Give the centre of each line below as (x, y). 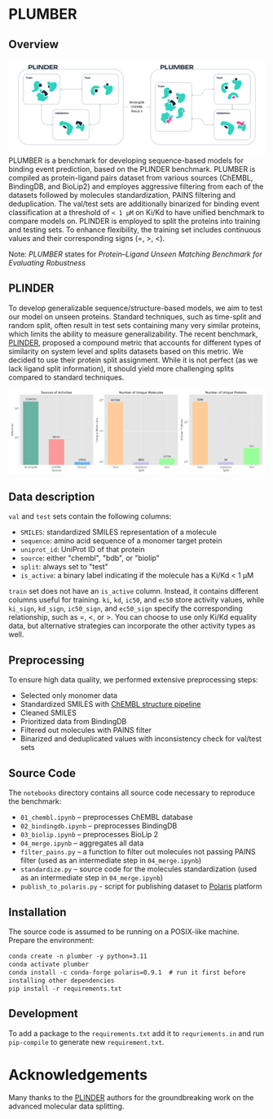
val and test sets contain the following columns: (90, 516)
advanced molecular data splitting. (66, 1106)
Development (44, 1014)
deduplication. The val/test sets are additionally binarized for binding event (134, 204)
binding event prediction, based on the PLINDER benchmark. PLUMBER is (132, 169)
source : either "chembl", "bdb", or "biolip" (90, 558)
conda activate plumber (49, 964)
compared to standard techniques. (66, 377)
